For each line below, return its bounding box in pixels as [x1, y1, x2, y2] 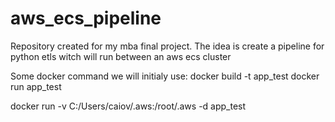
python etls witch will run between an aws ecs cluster [10, 50, 232, 62]
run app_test [10, 80, 62, 92]
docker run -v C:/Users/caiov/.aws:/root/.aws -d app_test [10, 100, 247, 112]
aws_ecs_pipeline [10, 7, 162, 30]
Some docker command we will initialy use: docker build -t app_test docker [10, 70, 320, 82]
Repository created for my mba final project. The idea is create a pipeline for [10, 40, 325, 52]
